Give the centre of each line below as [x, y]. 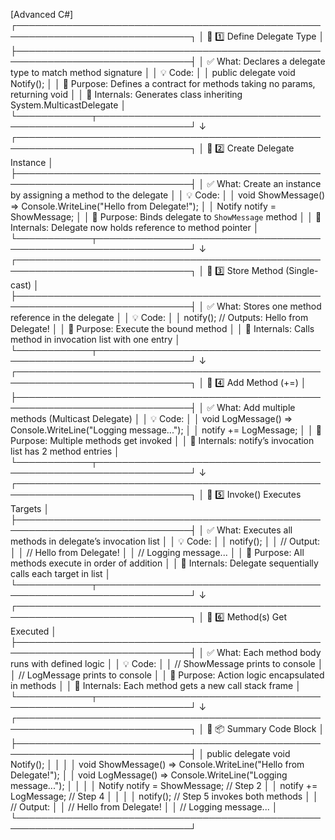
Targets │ [30, 508]
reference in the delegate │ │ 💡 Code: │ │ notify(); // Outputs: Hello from [159, 317]
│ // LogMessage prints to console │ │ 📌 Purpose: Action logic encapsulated [167, 675]
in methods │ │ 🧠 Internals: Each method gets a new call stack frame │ [156, 685]
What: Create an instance [269, 183]
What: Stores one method [269, 306]
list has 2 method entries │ [65, 451]
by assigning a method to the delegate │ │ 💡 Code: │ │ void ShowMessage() [168, 195]
